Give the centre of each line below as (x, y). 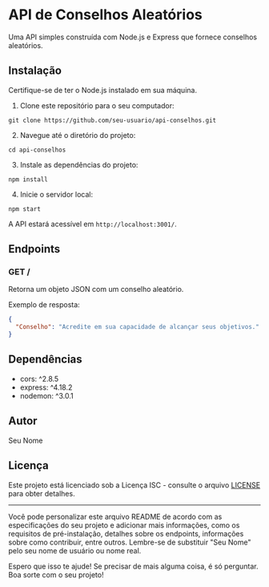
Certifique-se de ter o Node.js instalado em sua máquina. (103, 90)
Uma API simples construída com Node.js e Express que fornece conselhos (133, 37)
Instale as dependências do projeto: (79, 164)
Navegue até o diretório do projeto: (78, 135)
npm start (25, 209)
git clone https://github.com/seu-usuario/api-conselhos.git (112, 120)
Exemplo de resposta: (44, 305)
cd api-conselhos (37, 150)
